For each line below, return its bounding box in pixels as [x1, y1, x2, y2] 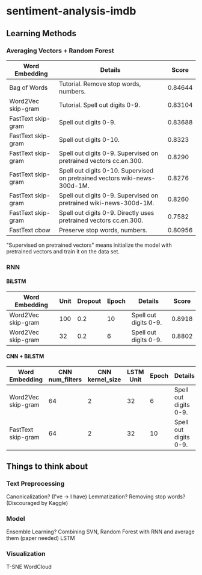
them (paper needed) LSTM [6, 535, 75, 542]
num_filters [48, 375, 82, 384]
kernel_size [87, 375, 121, 384]
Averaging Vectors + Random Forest [6, 46, 114, 55]
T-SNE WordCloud [6, 563, 52, 571]
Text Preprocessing [6, 479, 65, 488]
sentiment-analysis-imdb [6, 4, 136, 18]
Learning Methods [6, 28, 77, 39]
